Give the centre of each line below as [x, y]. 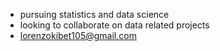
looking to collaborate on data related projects [114, 25]
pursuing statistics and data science [94, 14]
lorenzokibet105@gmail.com [78, 35]
